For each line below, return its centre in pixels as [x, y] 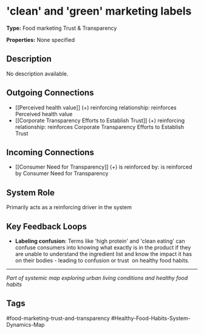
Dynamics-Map [25, 324]
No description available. [37, 74]
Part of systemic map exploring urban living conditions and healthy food [97, 278]
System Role [30, 193]
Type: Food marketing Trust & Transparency [62, 28]
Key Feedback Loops [46, 226]
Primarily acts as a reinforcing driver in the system [69, 207]
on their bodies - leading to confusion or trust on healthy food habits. [102, 260]
